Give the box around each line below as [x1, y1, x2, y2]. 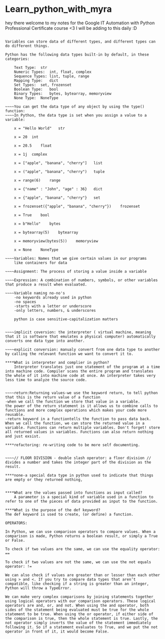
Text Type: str [14, 65, 48, 70]
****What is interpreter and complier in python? [5, 360, 110, 365]
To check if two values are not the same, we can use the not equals [5, 559, 152, 565]
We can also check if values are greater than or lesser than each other [5, 573, 161, 578]
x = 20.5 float [14, 143, 52, 148]
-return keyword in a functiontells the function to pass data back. [5, 416, 152, 421]
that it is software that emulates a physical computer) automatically [5, 334, 156, 339]
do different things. [5, 43, 50, 48]
